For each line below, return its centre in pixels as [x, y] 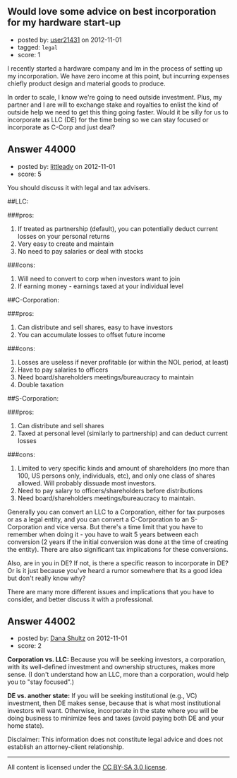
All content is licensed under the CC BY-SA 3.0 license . [87, 767]
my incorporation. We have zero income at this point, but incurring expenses [119, 76]
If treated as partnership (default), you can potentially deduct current [118, 228]
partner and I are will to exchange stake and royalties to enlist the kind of [113, 105]
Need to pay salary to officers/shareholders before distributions [110, 490]
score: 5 [30, 174]
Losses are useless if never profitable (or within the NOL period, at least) [123, 362]
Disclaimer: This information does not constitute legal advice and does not [115, 739]
